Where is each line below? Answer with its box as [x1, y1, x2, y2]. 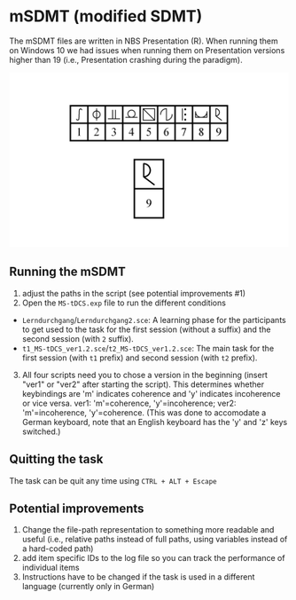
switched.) [21, 426, 61, 437]
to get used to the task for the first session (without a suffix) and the [21, 324, 271, 335]
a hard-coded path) [21, 543, 94, 554]
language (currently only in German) [21, 581, 155, 592]
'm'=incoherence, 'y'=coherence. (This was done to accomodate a [21, 407, 267, 418]
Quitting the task [9, 452, 104, 467]
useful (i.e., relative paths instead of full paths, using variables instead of [21, 534, 288, 545]
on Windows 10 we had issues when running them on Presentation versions [9, 44, 285, 55]
